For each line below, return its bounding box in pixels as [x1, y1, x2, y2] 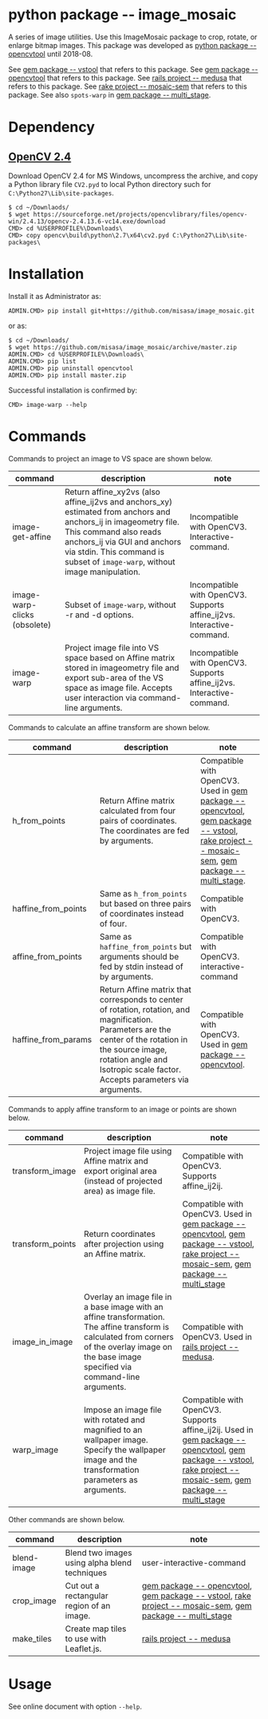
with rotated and [83, 1414, 145, 1425]
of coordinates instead [99, 907, 184, 919]
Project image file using [83, 1145, 172, 1156]
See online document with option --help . [8, 1701, 142, 1711]
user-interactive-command [142, 1557, 246, 1568]
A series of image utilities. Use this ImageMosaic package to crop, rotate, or [8, 32, 258, 42]
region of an [65, 1600, 111, 1611]
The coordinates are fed [99, 825, 190, 836]
